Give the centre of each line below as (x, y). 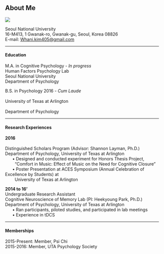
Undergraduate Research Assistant (40, 194)
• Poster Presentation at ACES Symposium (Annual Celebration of (78, 169)
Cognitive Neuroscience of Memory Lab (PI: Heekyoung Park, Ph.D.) (74, 199)
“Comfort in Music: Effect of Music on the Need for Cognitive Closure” (85, 164)
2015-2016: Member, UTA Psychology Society (51, 247)
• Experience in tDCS (33, 215)
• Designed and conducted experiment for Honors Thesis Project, (78, 159)
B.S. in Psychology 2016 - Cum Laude (43, 91)
